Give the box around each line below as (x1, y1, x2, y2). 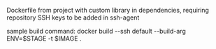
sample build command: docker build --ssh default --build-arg (6, 27, 186, 35)
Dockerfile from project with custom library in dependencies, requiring (6, 6, 209, 14)
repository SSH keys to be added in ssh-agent (6, 13, 140, 22)
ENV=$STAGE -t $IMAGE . (6, 34, 82, 43)
